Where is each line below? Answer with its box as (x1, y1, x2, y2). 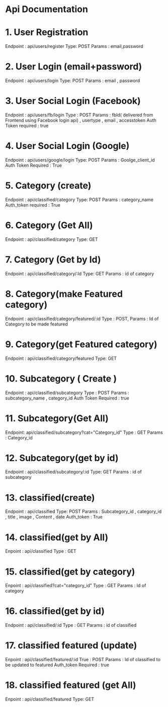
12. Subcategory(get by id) (5, 452, 119, 464)
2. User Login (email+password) (5, 61, 142, 73)
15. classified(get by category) (5, 566, 135, 577)
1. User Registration (5, 27, 89, 38)
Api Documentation (5, 4, 88, 15)
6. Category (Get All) (5, 220, 93, 231)
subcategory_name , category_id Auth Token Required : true (5, 395, 129, 401)
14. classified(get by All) (5, 532, 109, 543)
